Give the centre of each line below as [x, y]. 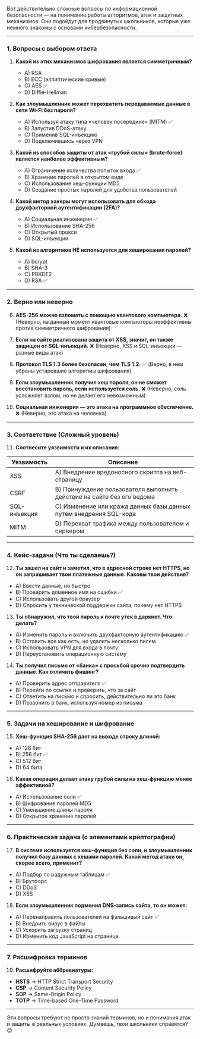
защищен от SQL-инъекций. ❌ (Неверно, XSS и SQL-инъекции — [99, 346]
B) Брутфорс [31, 881]
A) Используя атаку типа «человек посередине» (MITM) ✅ [99, 122]
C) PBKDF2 [38, 274]
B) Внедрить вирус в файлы [50, 923]
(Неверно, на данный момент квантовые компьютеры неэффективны [104, 321]
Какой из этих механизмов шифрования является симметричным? [104, 61]
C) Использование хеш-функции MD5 [72, 183]
